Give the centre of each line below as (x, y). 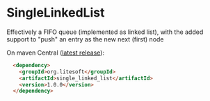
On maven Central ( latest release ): (56, 53)
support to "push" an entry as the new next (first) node (85, 39)
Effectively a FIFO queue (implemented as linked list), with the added (105, 32)
